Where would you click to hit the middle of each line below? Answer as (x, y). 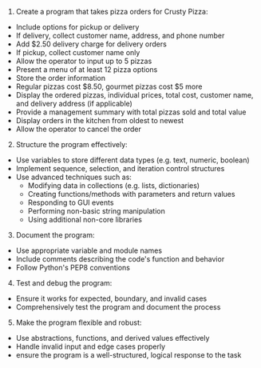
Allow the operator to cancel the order (78, 129)
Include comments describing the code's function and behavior (120, 259)
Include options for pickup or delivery (77, 27)
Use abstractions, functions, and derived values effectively (113, 338)
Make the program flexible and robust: (79, 322)
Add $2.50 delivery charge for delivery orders (91, 44)
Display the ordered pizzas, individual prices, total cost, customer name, (134, 95)
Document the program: (55, 235)
